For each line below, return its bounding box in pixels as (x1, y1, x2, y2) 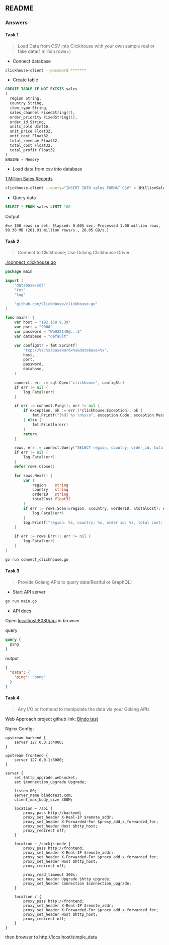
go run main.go (5, 599, 37, 604)
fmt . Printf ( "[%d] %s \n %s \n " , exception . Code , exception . (32, 413, 156, 418)
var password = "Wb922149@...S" (14, 329, 82, 334)
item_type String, (10, 105, 49, 110)
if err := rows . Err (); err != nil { (14, 534, 92, 539)
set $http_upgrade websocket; (14, 775, 78, 780)
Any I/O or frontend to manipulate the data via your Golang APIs (17, 706, 150, 712)
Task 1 (5, 31, 19, 37)
